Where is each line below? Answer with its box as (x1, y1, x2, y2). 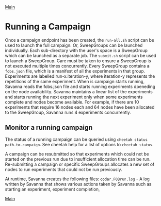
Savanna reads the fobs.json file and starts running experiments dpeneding (5, 84, 156, 89)
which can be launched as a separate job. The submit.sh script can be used (5, 52, 157, 58)
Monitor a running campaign (5, 123, 93, 132)
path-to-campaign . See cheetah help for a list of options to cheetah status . (5, 141, 154, 147)
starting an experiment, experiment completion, (5, 186, 100, 192)
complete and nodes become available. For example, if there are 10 (5, 99, 139, 105)
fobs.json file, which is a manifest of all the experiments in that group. (5, 68, 145, 74)
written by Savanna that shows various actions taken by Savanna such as (5, 181, 152, 187)
